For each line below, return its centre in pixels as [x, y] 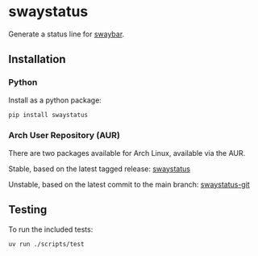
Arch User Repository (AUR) [64, 136]
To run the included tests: [51, 229]
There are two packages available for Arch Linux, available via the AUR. [127, 153]
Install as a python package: [55, 100]
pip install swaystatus [48, 115]
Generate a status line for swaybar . [67, 34]
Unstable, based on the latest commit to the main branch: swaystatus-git [129, 184]
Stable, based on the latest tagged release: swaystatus [100, 169]
